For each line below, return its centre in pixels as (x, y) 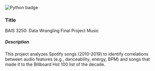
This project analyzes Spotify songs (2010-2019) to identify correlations (77, 54)
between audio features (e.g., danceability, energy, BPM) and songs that (77, 59)
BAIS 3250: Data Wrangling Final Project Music (52, 31)
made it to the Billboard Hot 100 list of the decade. (55, 64)
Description (17, 42)
